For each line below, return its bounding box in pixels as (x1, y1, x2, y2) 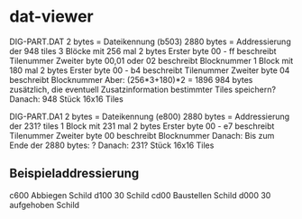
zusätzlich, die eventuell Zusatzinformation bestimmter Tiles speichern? (9, 84, 277, 95)
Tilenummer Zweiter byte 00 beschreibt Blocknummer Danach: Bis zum (9, 130, 275, 141)
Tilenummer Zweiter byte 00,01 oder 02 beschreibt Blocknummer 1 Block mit (9, 55, 294, 66)
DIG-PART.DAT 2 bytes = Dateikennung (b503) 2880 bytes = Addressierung (9, 36, 291, 47)
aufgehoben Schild (9, 199, 79, 210)
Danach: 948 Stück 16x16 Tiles (9, 93, 124, 105)
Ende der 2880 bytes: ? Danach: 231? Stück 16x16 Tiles (9, 140, 215, 151)
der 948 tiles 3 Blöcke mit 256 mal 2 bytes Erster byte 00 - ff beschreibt (9, 45, 277, 56)
